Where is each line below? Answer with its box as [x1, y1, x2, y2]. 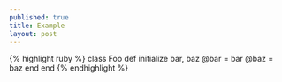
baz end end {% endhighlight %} [9, 63, 129, 73]
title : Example [9, 21, 65, 30]
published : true [9, 12, 69, 22]
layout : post [9, 29, 57, 38]
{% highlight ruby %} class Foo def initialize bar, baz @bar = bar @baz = [9, 54, 274, 64]
